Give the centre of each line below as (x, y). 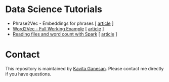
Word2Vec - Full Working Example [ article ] (58, 28)
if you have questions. (28, 74)
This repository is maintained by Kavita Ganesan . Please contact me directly (85, 68)
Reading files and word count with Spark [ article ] (65, 34)
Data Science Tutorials (54, 9)
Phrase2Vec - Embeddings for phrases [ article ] (63, 23)
